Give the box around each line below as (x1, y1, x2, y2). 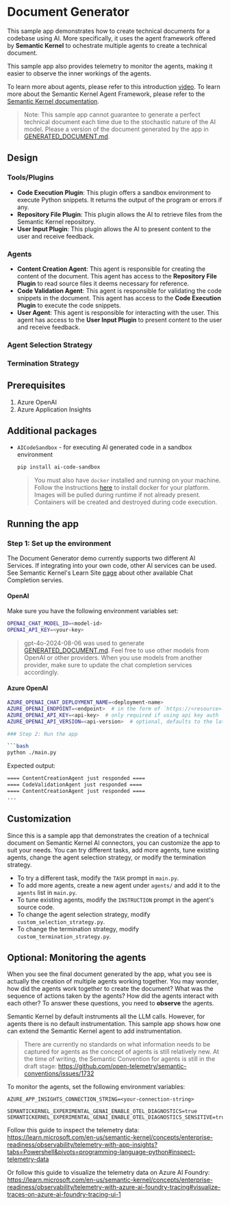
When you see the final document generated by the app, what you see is (7, 970, 212, 978)
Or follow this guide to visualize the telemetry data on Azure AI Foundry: (7, 1169, 210, 1177)
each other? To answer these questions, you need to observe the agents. (7, 999, 214, 1007)
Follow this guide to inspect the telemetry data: (7, 1126, 140, 1134)
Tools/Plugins (7, 173, 54, 182)
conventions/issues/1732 (23, 1069, 94, 1077)
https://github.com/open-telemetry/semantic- (57, 1062, 187, 1071)
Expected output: (7, 762, 56, 770)
